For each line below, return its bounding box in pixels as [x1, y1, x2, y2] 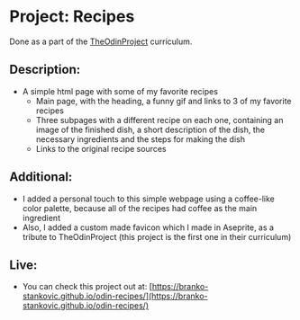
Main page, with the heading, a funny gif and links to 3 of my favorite [35, 95, 292, 106]
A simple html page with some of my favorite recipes [22, 85, 219, 96]
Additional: [9, 169, 73, 185]
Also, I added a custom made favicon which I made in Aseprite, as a [22, 222, 275, 233]
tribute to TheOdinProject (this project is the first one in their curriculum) [22, 231, 292, 242]
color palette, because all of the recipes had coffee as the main [22, 202, 258, 213]
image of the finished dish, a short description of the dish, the [35, 124, 266, 135]
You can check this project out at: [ [22, 281, 153, 292]
